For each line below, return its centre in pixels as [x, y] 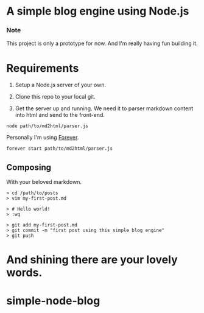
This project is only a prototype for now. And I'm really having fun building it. [102, 43]
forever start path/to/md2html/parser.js [60, 149]
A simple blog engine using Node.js [98, 11]
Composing [29, 167]
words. [24, 273]
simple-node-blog [53, 301]
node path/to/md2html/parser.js [47, 126]
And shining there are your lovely [92, 260]
